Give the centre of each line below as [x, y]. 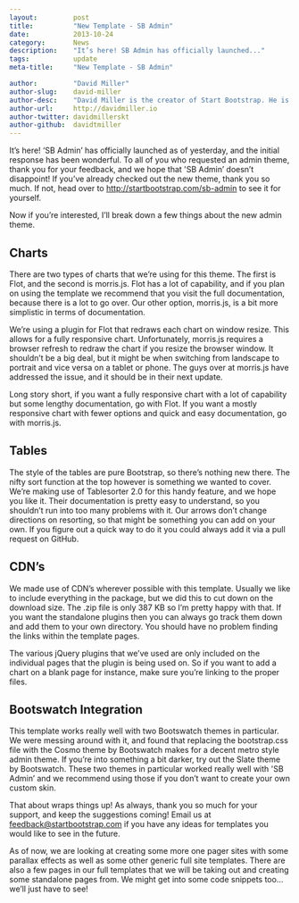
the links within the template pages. [75, 636]
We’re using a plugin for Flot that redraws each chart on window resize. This [149, 329]
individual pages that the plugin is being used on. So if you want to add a [143, 663]
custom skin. [33, 788]
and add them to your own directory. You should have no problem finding [144, 626]
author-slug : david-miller [66, 92]
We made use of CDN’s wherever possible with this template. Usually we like [150, 588]
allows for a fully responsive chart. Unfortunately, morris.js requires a [136, 339]
